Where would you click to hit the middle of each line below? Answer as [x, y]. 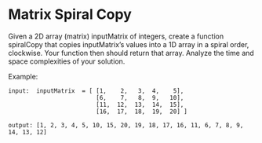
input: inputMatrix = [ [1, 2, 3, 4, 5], [96, 91]
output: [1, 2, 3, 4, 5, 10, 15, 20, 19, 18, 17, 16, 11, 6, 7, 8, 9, [126, 125]
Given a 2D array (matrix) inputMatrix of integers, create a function [116, 36]
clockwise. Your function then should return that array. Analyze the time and [131, 53]
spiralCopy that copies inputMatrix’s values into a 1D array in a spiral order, [129, 44]
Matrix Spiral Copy [70, 15]
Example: [23, 76]
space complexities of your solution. [67, 61]
